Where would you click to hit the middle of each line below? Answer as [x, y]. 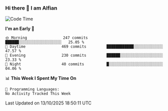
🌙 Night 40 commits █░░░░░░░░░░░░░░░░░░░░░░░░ [84, 64]
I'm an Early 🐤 [20, 29]
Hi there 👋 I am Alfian [31, 8]
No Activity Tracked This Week [38, 94]
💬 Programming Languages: [32, 89]
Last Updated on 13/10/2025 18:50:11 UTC [49, 103]
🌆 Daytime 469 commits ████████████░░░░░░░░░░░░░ [84, 47]
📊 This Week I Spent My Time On [41, 78]
